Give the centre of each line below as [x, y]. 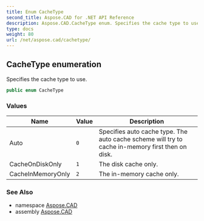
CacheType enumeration [54, 64]
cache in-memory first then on [143, 147]
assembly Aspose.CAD [44, 212]
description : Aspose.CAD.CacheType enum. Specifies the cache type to [97, 23]
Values [17, 105]
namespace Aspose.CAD [46, 205]
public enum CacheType [35, 90]
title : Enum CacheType [35, 12]
